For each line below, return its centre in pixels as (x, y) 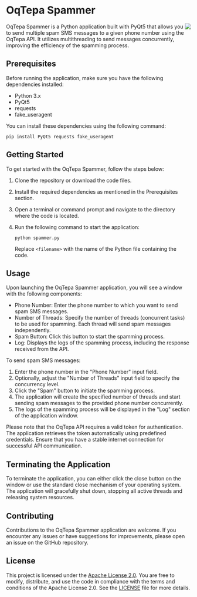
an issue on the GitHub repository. (47, 543)
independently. (33, 330)
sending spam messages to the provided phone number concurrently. (99, 403)
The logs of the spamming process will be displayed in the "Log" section (102, 409)
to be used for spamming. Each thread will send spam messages (93, 324)
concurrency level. (37, 384)
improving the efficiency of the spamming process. (68, 45)
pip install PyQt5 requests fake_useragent (60, 137)
